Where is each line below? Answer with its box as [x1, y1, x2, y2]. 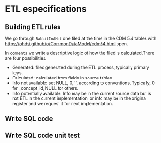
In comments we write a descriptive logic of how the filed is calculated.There [5, 50, 155, 56]
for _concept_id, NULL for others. [12, 85, 79, 91]
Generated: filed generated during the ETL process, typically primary [12, 64, 149, 70]
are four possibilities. [5, 55, 47, 61]
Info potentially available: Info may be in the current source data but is [12, 91, 151, 96]
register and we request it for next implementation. [12, 101, 113, 106]
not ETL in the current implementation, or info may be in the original [12, 95, 147, 101]
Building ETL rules [5, 23, 61, 31]
